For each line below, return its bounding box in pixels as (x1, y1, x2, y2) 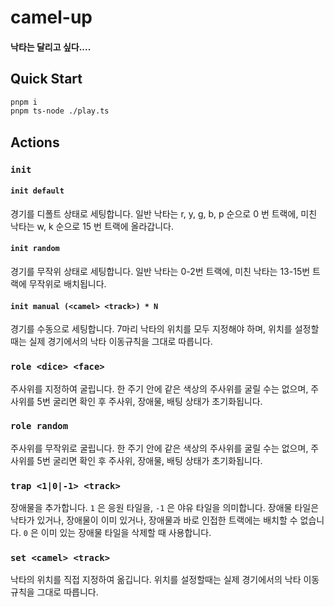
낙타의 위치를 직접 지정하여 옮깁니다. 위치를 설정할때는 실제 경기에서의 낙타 (10, 574, 302, 586)
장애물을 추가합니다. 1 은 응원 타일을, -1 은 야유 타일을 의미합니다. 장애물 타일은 (10, 502, 320, 514)
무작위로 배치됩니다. (28, 278, 107, 290)
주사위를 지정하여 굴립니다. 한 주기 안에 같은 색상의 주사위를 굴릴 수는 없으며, (10, 382, 309, 395)
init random (10, 244, 60, 254)
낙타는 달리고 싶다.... (10, 41, 92, 53)
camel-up (10, 6, 93, 29)
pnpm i (10, 97, 38, 107)
